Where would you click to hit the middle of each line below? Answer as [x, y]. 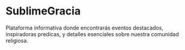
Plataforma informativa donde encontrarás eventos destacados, [84, 28]
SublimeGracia [43, 11]
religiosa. [17, 40]
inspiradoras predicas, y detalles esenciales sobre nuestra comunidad [92, 34]
